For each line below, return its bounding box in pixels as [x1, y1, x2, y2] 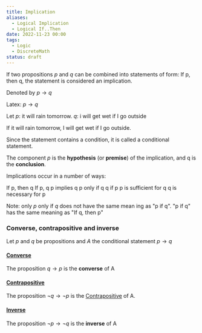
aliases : [6, 15, 28, 21]
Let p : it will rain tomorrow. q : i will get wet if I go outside [6, 112, 147, 119]
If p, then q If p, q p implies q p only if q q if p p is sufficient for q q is [6, 184, 177, 191]
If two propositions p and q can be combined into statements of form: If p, [6, 70, 191, 78]
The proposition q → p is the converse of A [6, 265, 115, 272]
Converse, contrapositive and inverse [6, 224, 120, 232]
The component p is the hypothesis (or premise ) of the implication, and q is [6, 154, 197, 161]
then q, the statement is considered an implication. [6, 77, 132, 84]
